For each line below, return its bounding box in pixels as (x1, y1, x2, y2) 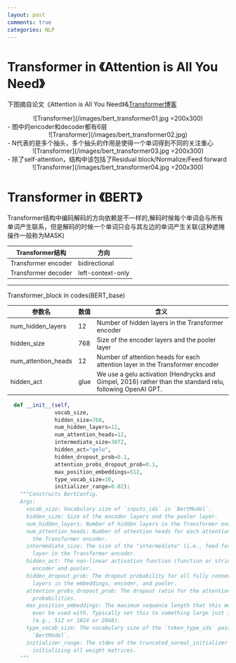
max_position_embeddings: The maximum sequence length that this (25, 602, 221, 609)
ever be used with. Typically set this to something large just (32, 609, 225, 616)
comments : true (7, 18, 52, 26)
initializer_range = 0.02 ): (54, 483, 131, 490)
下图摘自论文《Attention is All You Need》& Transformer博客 (7, 100, 177, 109)
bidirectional (78, 259, 114, 267)
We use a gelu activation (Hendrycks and (96, 370, 216, 378)
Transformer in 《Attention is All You (7, 58, 218, 75)
